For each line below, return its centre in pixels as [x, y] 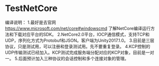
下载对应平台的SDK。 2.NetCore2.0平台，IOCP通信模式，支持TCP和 [81, 34]
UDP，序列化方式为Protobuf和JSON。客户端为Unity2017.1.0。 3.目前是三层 [80, 40]
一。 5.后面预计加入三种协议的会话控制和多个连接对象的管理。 [67, 58]
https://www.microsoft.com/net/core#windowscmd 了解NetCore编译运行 [78, 28]
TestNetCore [31, 8]
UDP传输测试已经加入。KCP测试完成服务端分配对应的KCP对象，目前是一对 [79, 52]
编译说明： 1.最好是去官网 [31, 22]
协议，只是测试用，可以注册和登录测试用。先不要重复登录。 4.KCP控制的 [78, 46]
